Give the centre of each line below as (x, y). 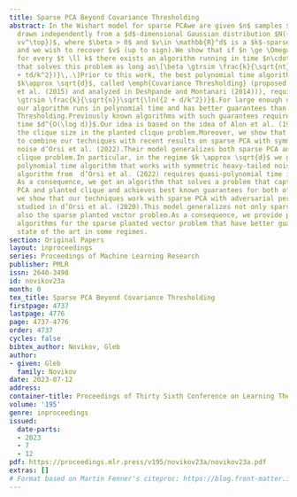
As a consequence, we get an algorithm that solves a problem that (144, 182)
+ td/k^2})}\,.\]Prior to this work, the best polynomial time (136, 75)
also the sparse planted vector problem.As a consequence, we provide (150, 215)
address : (25, 388)
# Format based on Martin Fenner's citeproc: (94, 478)
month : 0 (25, 289)
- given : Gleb (35, 363)
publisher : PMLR (39, 265)
